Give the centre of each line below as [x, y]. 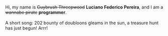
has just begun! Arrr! [26, 28]
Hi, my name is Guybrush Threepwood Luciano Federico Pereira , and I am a [84, 7]
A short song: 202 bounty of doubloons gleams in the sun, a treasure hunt [82, 23]
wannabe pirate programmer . [36, 12]
